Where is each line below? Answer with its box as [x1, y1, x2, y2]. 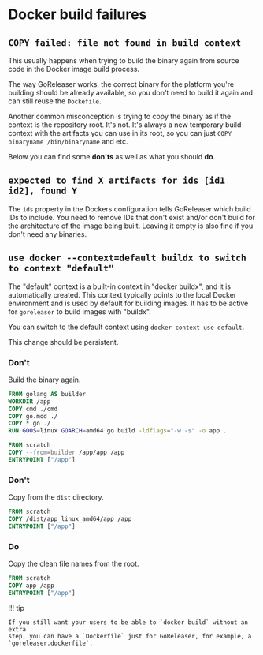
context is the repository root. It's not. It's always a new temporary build [8, 120, 242, 129]
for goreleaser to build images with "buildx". [8, 306, 151, 316]
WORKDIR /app [8, 397, 51, 406]
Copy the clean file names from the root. [8, 559, 139, 569]
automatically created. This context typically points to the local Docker [8, 290, 237, 299]
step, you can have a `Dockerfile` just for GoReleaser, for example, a [8, 632, 252, 640]
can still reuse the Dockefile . [8, 96, 102, 106]
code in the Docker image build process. [8, 65, 140, 73]
